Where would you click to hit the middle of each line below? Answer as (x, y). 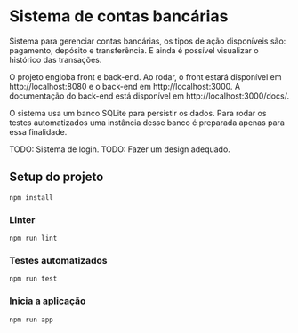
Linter (22, 219)
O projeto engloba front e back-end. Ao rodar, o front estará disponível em (145, 76)
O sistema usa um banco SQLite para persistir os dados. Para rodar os (138, 113)
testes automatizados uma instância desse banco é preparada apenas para (147, 123)
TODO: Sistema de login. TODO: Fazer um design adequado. (120, 149)
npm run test (33, 279)
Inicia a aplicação (48, 301)
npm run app (31, 320)
